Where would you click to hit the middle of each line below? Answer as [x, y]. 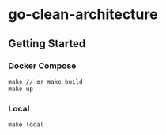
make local [26, 125]
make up [21, 89]
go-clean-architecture [83, 15]
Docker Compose [42, 66]
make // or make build [45, 82]
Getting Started [47, 44]
